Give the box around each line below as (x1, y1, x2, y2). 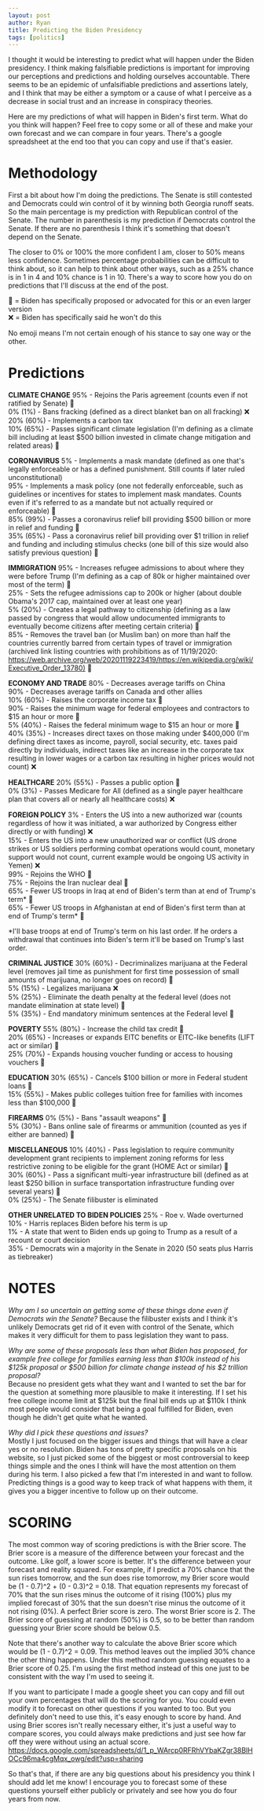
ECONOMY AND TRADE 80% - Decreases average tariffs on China (8, 679, 225, 688)
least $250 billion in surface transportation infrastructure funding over (8, 1179, 235, 1188)
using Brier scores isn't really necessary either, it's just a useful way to (8, 1721, 236, 1729)
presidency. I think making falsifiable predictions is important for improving (8, 64, 250, 73)
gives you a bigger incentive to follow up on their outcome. (8, 1487, 199, 1496)
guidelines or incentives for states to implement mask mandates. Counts (8, 489, 242, 499)
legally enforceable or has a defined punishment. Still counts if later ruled (8, 464, 245, 474)
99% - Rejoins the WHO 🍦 (8, 870, 93, 879)
